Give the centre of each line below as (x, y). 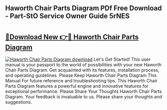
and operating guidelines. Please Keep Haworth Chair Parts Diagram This (81, 75)
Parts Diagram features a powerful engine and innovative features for (77, 86)
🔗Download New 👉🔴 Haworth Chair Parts (72, 37)
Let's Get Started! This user (122, 59)
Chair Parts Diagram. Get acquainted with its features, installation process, (82, 70)
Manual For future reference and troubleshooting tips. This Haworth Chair (81, 81)
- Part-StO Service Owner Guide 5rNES (67, 16)
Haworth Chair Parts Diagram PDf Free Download (83, 8)
